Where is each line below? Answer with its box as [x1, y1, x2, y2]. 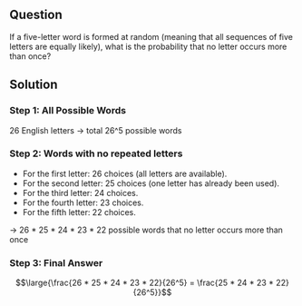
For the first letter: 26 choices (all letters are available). [22, 168, 228, 179]
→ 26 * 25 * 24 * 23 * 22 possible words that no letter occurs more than [9, 224, 284, 235]
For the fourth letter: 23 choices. [22, 197, 144, 208]
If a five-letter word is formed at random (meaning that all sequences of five [9, 31, 293, 42]
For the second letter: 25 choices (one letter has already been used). [22, 177, 279, 189]
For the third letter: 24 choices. [22, 187, 139, 198]
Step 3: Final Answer [9, 256, 103, 269]
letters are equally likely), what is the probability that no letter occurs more [9, 41, 287, 52]
